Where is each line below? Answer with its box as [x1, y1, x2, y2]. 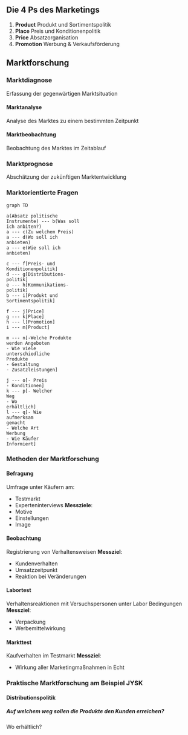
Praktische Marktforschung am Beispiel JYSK [6, 679, 143, 687]
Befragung [6, 470, 34, 477]
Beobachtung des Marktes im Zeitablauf [6, 144, 106, 151]
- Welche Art [6, 425, 39, 431]
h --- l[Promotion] [6, 319, 56, 325]
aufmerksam [6, 414, 34, 421]
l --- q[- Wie [6, 409, 42, 415]
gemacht [6, 419, 26, 426]
